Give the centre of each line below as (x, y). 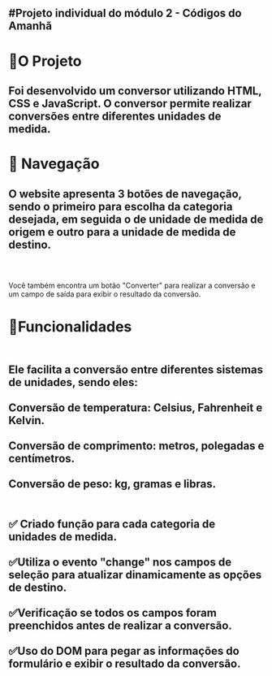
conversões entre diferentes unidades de (115, 116)
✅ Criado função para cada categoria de (112, 524)
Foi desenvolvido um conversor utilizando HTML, (135, 91)
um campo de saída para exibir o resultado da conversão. (105, 294)
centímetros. (42, 458)
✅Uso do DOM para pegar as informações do (124, 650)
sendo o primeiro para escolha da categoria (121, 206)
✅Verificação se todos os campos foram (112, 613)
